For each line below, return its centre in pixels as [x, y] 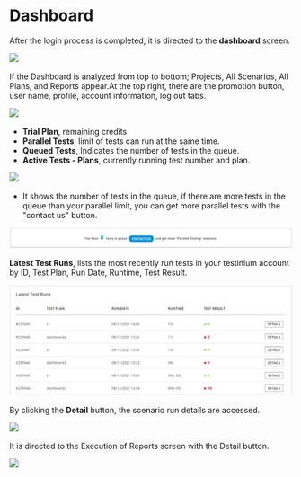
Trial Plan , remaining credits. [76, 131]
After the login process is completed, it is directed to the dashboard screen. [150, 40]
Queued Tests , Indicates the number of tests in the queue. [131, 150]
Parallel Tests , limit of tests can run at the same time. [121, 141]
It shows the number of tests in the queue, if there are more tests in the [154, 196]
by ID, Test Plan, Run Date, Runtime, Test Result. [98, 273]
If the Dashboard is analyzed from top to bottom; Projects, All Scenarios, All [149, 76]
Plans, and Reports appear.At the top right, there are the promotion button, [147, 85]
